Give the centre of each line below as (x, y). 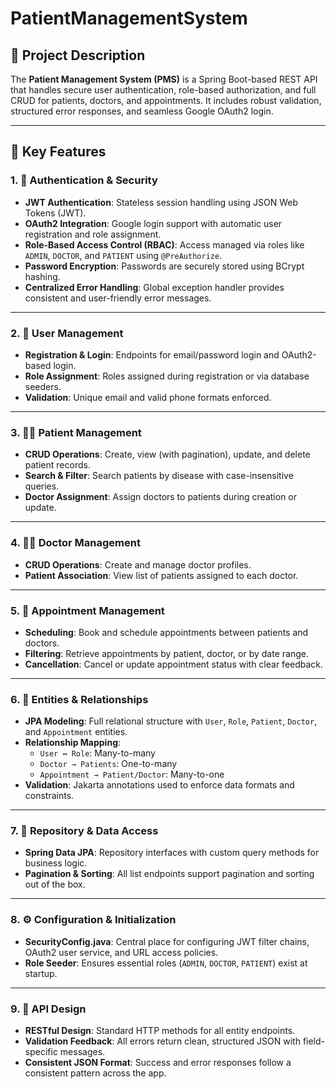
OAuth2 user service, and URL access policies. (121, 952)
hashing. (42, 276)
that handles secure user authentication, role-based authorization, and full (163, 90)
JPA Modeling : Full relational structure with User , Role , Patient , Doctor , (171, 721)
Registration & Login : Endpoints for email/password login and (152, 354)
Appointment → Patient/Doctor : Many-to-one (132, 774)
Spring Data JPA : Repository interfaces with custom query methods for (172, 853)
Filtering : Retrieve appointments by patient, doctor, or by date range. (166, 653)
